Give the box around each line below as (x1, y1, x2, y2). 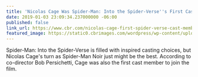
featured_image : (6, 31, 46, 36)
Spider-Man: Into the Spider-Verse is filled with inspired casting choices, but (6, 46, 192, 53)
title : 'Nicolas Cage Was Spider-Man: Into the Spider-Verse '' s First (6, 8, 183, 15)
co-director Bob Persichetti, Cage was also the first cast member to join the (6, 59, 190, 66)
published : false (6, 19, 49, 25)
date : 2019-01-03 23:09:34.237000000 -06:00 (6, 14, 117, 20)
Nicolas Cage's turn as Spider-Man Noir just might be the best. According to (6, 53, 192, 60)
